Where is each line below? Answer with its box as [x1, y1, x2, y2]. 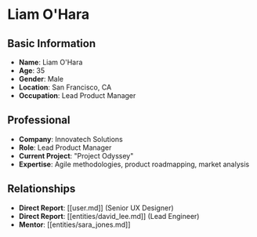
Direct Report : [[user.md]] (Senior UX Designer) [18, 202, 174, 213]
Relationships [7, 182, 76, 195]
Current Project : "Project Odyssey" [18, 151, 134, 160]
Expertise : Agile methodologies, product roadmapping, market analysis [18, 159, 250, 169]
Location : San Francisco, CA [18, 82, 112, 92]
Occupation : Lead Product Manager [18, 91, 136, 100]
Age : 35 [18, 66, 45, 75]
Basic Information [7, 37, 96, 50]
